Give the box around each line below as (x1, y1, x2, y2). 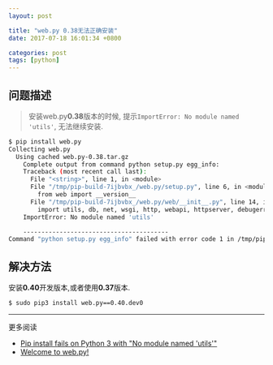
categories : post (8, 49, 67, 57)
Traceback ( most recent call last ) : (23, 168, 148, 176)
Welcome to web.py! (19, 347, 89, 357)
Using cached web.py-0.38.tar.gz (15, 152, 129, 161)
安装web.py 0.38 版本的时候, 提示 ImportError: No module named (28, 111, 240, 121)
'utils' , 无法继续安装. (28, 121, 103, 131)
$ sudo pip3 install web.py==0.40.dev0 (8, 299, 144, 307)
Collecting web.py (8, 145, 71, 153)
